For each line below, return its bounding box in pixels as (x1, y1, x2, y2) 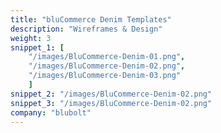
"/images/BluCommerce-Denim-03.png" (28, 71, 182, 81)
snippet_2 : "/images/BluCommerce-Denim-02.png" (10, 89, 213, 99)
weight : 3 (10, 33, 52, 43)
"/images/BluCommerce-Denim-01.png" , (28, 52, 186, 62)
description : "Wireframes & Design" (10, 24, 163, 34)
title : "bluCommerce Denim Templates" (10, 14, 172, 25)
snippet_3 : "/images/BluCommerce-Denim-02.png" (10, 98, 213, 108)
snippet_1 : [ (10, 42, 65, 53)
